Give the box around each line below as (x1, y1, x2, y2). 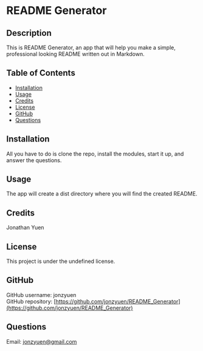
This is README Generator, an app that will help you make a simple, (6, 44, 176, 51)
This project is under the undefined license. (6, 257, 115, 265)
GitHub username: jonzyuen (6, 291, 77, 298)
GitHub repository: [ (6, 298, 56, 305)
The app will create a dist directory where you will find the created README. (6, 190, 198, 197)
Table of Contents (6, 68, 76, 78)
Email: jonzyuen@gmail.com (6, 338, 77, 345)
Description (6, 28, 52, 38)
